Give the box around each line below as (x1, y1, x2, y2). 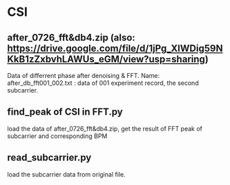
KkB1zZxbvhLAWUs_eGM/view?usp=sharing (7, 53, 206, 65)
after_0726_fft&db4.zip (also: (7, 32, 136, 43)
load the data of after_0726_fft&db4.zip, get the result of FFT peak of (7, 124, 202, 133)
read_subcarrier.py (7, 152, 92, 164)
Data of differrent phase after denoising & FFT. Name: (7, 72, 160, 79)
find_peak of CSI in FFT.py (7, 106, 123, 118)
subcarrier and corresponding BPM (7, 132, 108, 140)
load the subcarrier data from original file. (7, 170, 126, 178)
